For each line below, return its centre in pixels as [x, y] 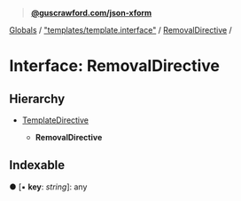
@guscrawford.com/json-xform [91, 13]
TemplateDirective [55, 120]
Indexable [37, 165]
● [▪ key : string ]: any [48, 187]
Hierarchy [37, 98]
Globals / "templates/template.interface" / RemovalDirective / [120, 30]
